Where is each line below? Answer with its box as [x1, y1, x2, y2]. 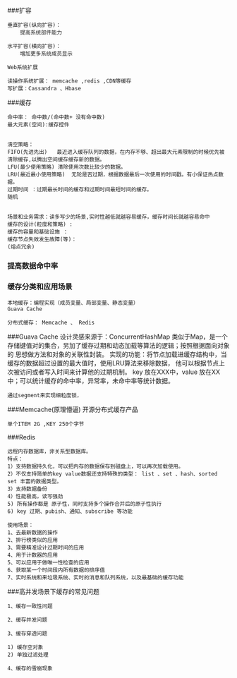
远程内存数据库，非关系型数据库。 [7, 448, 92, 455]
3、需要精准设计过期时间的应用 [7, 544, 85, 552]
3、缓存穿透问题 [7, 630, 48, 637]
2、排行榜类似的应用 [7, 537, 59, 544]
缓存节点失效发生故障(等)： [7, 236, 78, 243]
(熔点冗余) [7, 243, 35, 250]
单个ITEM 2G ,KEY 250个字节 [7, 420, 85, 428]
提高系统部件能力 [20, 29, 62, 36]
